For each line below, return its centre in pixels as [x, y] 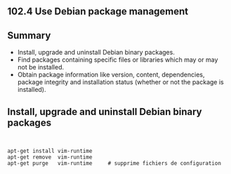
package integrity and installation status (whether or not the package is [120, 82]
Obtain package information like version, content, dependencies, [111, 75]
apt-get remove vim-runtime [50, 157]
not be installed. [41, 67]
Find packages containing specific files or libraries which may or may [118, 60]
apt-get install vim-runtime [50, 151]
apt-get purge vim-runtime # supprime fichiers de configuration [114, 163]
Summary [29, 35]
